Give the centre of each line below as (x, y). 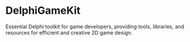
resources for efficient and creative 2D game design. (69, 32)
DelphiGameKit (43, 11)
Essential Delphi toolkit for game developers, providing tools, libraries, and (95, 26)
